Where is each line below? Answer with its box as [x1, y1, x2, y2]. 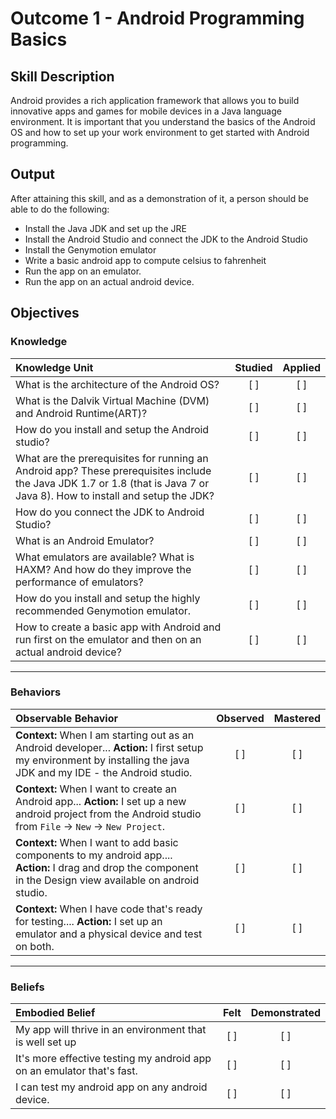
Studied [234, 360, 273, 374]
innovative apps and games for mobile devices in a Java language [10, 105, 282, 117]
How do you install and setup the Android [15, 422, 210, 436]
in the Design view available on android [15, 873, 200, 887]
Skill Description [10, 68, 115, 85]
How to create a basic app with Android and [15, 620, 222, 634]
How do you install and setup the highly [15, 591, 201, 605]
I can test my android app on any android [15, 1080, 208, 1094]
